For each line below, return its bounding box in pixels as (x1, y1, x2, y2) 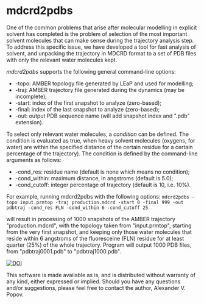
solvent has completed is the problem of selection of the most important (6, 30, 188, 37)
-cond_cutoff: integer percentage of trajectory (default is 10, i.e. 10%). (15, 181, 191, 188)
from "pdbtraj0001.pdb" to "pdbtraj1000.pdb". (6, 247, 122, 255)
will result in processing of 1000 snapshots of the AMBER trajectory (6, 215, 175, 222)
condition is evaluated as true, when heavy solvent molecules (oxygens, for (6, 136, 195, 144)
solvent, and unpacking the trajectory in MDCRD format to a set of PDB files (6, 49, 197, 57)
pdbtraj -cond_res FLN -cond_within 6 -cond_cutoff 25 (6, 205, 149, 211)
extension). (15, 118, 44, 125)
